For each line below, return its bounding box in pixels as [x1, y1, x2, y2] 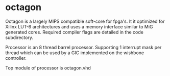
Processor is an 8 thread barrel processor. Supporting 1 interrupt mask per [5, 44, 162, 50]
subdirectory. [5, 34, 34, 41]
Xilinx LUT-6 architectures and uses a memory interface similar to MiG [5, 23, 153, 29]
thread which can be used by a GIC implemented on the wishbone [5, 50, 144, 56]
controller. [5, 55, 27, 61]
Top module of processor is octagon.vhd [5, 65, 91, 71]
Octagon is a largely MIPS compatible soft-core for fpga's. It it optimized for [5, 18, 165, 24]
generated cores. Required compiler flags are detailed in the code [5, 29, 144, 35]
